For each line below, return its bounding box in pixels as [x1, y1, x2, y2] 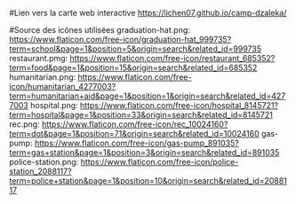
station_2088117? [9, 166, 73, 177]
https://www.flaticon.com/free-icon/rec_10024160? [41, 119, 228, 129]
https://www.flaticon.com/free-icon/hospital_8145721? [79, 100, 278, 110]
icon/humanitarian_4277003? [9, 82, 116, 91]
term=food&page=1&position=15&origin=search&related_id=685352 [9, 62, 258, 73]
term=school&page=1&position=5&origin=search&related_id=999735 [9, 43, 262, 54]
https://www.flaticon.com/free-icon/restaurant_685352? [69, 53, 276, 63]
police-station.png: [9, 157, 79, 167]
